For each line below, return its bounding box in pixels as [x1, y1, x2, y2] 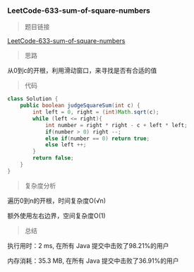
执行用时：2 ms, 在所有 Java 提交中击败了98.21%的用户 [7, 241, 169, 249]
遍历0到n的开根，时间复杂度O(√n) [7, 196, 107, 205]
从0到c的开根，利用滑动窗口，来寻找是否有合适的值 [7, 66, 157, 75]
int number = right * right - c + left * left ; [44, 122, 188, 129]
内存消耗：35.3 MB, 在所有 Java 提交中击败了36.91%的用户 [7, 256, 179, 265]
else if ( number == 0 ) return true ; [44, 135, 150, 142]
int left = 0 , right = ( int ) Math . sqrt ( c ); [32, 109, 159, 116]
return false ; [32, 155, 74, 162]
